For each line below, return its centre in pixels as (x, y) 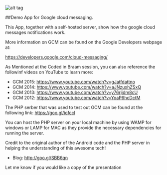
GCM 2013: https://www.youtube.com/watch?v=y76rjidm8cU (75, 92)
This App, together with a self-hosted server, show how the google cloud (80, 27)
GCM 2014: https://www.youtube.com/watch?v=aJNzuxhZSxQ (77, 87)
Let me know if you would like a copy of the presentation (63, 167)
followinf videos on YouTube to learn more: (49, 72)
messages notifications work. (35, 32)
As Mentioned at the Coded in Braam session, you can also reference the (80, 67)
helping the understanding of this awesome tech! (56, 148)
